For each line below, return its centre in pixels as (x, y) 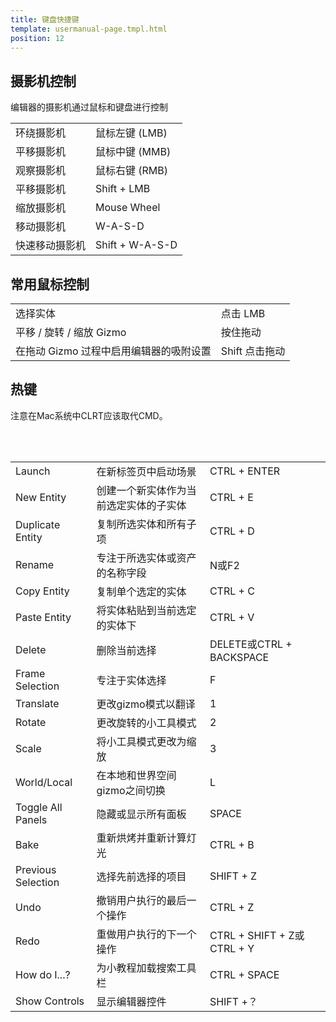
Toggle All (39, 807)
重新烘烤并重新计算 (141, 838)
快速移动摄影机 (51, 246)
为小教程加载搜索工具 (146, 968)
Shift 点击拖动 (253, 351)
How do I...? (43, 974)
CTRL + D (232, 531)
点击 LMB (243, 313)
